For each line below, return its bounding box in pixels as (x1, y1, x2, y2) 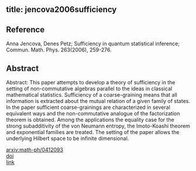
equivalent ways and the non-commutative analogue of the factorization (6, 110, 180, 117)
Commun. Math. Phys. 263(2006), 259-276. (6, 46, 112, 53)
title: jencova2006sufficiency (6, 5, 117, 15)
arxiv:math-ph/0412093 (6, 146, 63, 153)
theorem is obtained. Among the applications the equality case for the (6, 117, 174, 124)
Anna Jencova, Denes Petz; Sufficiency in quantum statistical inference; (6, 40, 180, 47)
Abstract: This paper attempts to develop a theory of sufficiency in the (6, 79, 176, 86)
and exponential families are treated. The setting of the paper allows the (6, 129, 180, 136)
